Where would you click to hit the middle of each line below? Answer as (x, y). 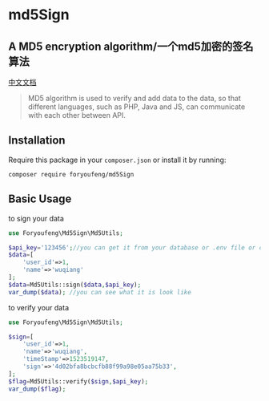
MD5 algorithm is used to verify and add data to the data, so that (134, 98)
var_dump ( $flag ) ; (37, 389)
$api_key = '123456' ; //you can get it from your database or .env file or (132, 247)
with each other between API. (77, 115)
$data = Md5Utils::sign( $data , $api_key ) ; (75, 285)
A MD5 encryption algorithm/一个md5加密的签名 (131, 46)
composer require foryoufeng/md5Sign (71, 174)
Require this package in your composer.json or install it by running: (117, 160)
